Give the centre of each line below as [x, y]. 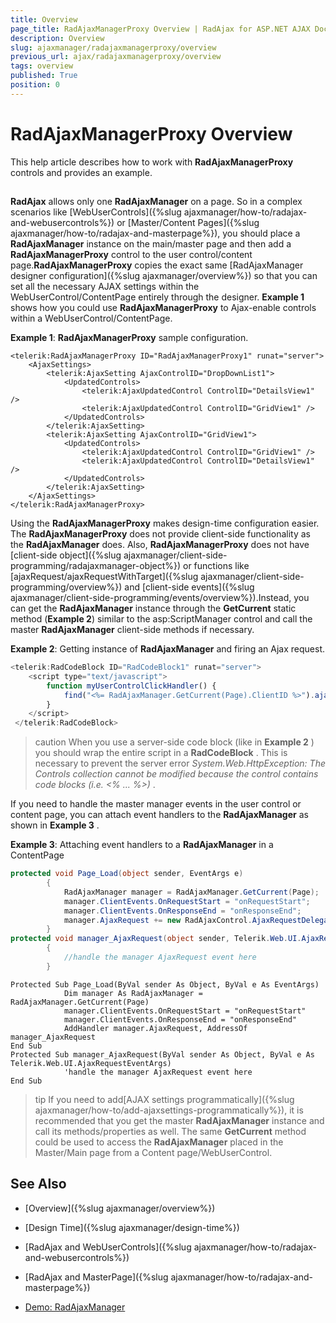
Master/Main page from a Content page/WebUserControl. [153, 1152]
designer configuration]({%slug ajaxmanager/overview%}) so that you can [164, 276]
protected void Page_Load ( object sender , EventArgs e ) [127, 874]
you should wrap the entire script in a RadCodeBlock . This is [161, 753]
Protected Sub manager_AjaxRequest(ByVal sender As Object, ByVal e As [162, 1054]
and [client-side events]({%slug [189, 587]
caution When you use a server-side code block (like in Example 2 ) [174, 742]
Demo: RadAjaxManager [75, 1307]
